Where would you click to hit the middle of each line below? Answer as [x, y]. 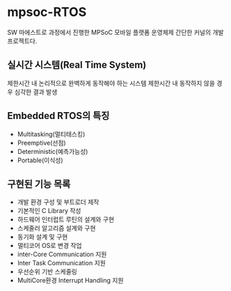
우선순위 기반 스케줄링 [47, 272]
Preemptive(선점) [41, 143]
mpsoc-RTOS [47, 12]
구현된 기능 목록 [39, 184]
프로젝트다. [22, 41]
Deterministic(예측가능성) [53, 151]
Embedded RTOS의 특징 [58, 116]
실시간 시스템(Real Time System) [77, 65]
